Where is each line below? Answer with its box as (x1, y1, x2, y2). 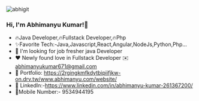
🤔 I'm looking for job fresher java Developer (14, 48, 123, 55)
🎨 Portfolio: (14, 69, 43, 76)
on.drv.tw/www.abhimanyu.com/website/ (14, 75, 117, 83)
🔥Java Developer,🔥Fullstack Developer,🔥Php (14, 34, 126, 41)
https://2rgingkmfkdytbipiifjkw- (44, 69, 121, 76)
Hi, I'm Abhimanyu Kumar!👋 (6, 20, 89, 29)
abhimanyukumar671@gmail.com (14, 63, 97, 70)
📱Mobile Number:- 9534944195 (14, 88, 94, 96)
